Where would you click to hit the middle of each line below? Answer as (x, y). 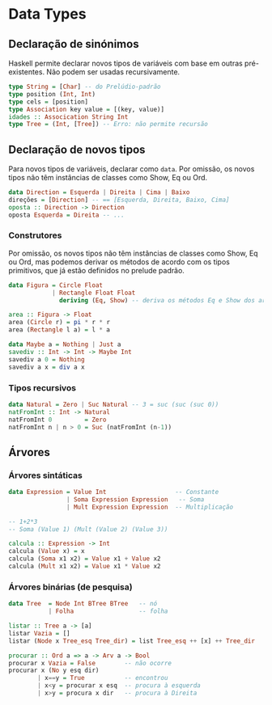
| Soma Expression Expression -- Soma (135, 499)
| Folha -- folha (108, 611)
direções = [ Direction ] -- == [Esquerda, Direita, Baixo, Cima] (119, 200)
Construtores (35, 235)
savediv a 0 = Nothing (47, 359)
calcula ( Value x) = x (47, 551)
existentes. (27, 72)
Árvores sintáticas (45, 475)
